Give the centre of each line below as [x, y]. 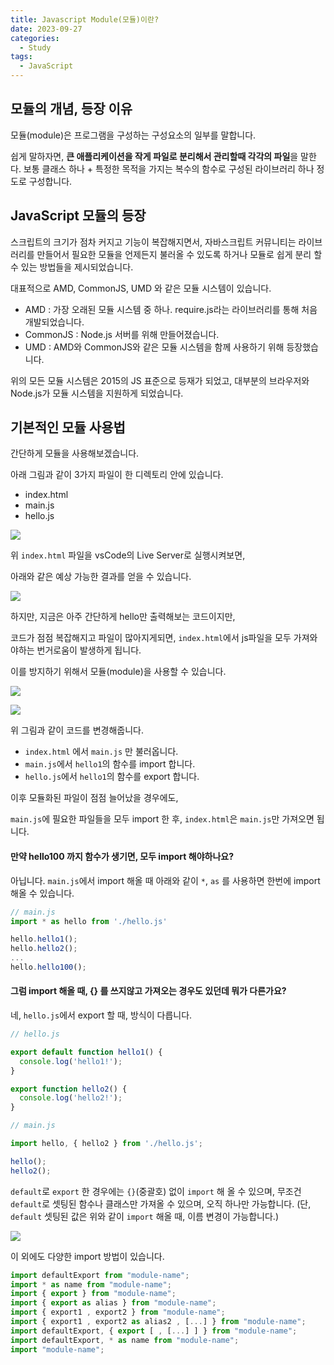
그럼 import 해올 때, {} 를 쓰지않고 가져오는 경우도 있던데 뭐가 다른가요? [148, 991]
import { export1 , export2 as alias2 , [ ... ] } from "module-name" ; [158, 1322]
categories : [35, 38]
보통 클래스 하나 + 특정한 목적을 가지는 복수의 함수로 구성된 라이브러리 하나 [169, 168]
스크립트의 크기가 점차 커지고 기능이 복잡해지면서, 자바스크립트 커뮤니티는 [153, 242]
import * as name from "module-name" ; [91, 1284]
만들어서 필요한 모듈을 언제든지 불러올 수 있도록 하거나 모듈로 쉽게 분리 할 [179, 254]
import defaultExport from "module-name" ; [100, 1275]
